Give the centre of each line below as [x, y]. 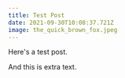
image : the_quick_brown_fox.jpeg [63, 30]
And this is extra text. [42, 67]
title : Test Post [37, 15]
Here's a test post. [38, 52]
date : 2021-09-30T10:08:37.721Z [61, 23]
